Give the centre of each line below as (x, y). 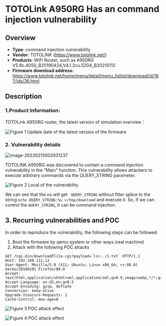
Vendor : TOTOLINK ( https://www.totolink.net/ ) (60, 55)
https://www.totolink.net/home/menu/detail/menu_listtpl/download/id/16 (85, 76)
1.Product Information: (33, 110)
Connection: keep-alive (30, 290)
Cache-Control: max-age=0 (32, 299)
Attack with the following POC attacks (51, 247)
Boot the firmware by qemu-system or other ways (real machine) (78, 242)
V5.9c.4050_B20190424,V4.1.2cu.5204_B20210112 (64, 65)
